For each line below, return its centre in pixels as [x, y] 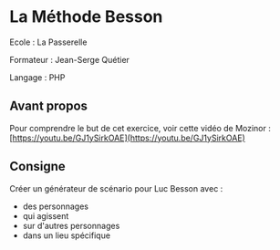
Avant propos [49, 106]
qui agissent [46, 215]
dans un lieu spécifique [67, 235]
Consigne [37, 167]
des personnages [56, 206]
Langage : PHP [37, 77]
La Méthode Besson [86, 17]
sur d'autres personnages [71, 225]
